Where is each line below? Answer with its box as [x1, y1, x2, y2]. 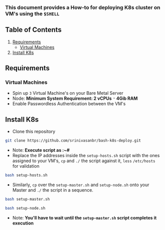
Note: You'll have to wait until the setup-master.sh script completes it [12, 215, 157, 221]
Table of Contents [5, 25, 62, 34]
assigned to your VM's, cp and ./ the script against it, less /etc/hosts [12, 158, 156, 164]
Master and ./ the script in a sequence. [12, 187, 93, 193]
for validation [12, 163, 40, 169]
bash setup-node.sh [5, 206, 46, 211]
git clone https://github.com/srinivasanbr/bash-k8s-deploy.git [5, 138, 141, 143]
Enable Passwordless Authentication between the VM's [12, 101, 126, 107]
